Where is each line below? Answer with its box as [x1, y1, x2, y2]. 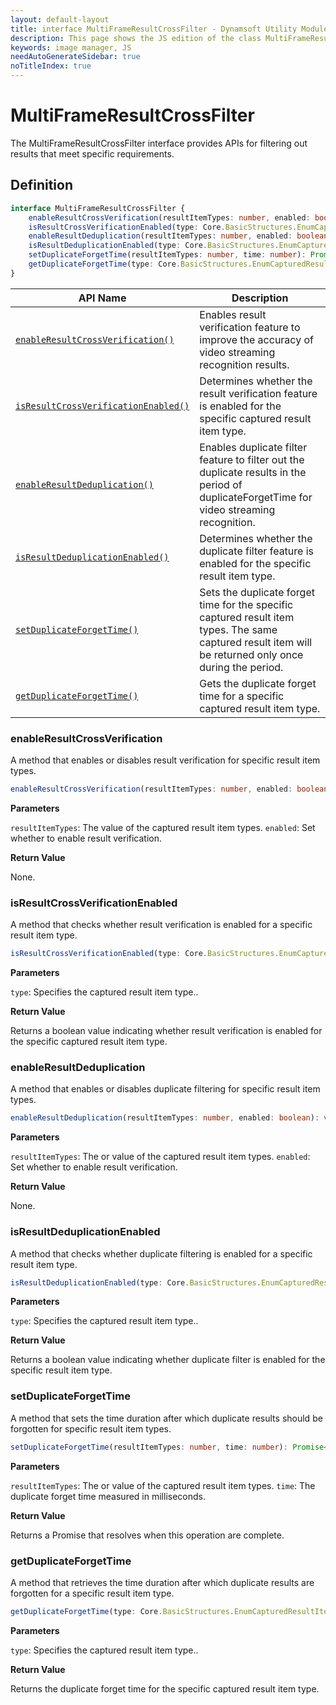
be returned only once [199, 647, 304, 661]
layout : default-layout [10, 14, 110, 25]
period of [199, 477, 243, 491]
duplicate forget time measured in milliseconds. [10, 1490, 206, 1502]
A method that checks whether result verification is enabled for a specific [10, 919, 313, 931]
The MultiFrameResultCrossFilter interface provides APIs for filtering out [10, 137, 308, 149]
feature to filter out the [199, 452, 305, 466]
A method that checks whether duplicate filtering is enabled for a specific [10, 1247, 313, 1260]
